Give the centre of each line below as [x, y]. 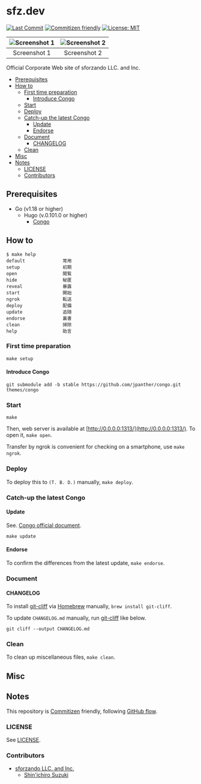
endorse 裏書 [39, 318]
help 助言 [39, 331]
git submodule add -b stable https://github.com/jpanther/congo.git [94, 385]
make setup [20, 359]
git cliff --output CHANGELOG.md [48, 629]
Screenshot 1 [32, 52]
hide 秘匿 [39, 280]
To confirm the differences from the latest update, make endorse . [85, 563]
